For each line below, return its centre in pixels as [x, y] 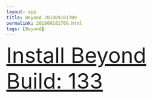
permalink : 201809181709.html [44, 23]
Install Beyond [76, 56]
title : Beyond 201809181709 [42, 18]
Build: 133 [55, 81]
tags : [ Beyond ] [25, 29]
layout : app [21, 12]
